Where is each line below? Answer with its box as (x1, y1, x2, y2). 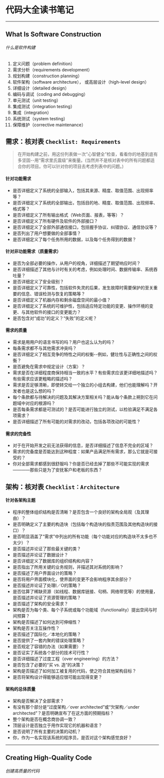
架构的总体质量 (5, 686, 36, 692)
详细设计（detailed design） (12, 85, 70, 91)
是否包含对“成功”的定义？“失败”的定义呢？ (12, 315, 97, 321)
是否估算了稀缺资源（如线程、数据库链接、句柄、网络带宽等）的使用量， (12, 588, 158, 594)
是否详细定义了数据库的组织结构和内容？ (12, 558, 94, 564)
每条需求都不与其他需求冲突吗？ (12, 345, 77, 351)
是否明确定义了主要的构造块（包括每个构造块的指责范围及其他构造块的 (12, 521, 154, 527)
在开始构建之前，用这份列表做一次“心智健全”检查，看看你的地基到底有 (17, 151, 158, 157)
